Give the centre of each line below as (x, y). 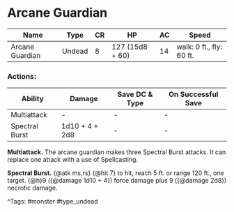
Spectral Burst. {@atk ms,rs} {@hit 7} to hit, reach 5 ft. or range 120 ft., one (116, 173)
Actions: (22, 76)
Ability (32, 99)
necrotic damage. (32, 188)
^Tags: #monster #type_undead (53, 202)
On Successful (193, 94)
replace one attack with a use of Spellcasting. (72, 160)
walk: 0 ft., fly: (200, 47)
